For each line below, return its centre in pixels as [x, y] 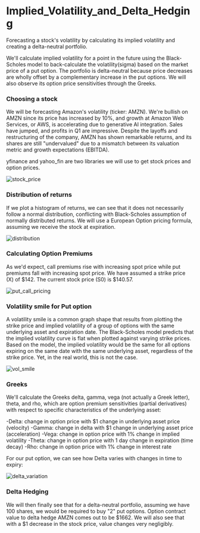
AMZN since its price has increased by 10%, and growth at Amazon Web [95, 118]
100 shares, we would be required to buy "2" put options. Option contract [96, 511]
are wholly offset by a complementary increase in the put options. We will [96, 77]
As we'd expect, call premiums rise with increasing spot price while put [93, 266]
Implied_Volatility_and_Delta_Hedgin [98, 11]
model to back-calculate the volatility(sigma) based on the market [108, 64]
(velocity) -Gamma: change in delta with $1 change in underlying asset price [100, 428]
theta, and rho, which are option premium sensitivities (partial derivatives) [97, 404]
